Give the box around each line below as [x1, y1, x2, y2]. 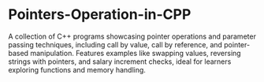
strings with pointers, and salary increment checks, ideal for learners [8, 57, 232, 66]
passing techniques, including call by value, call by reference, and [8, 39, 223, 49]
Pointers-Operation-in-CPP [8, 6, 191, 24]
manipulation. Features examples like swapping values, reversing [30, 48, 242, 58]
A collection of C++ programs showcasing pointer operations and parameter [8, 32, 256, 41]
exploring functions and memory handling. [8, 65, 146, 74]
